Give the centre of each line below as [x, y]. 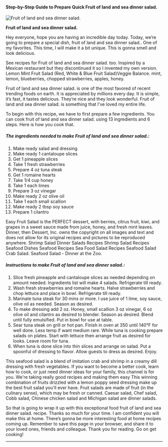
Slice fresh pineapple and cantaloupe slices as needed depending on [84, 278]
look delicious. [20, 53]
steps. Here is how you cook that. [40, 125]
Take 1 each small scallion [39, 201]
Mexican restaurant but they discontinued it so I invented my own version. [82, 68]
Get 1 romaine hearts [34, 175]
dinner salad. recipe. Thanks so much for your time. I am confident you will [82, 413]
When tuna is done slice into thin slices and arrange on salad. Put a [82, 346]
